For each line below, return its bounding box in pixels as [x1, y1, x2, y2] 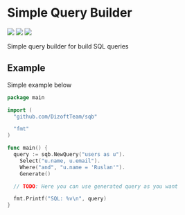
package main [7, 94, 45, 101]
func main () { [7, 144, 49, 152]
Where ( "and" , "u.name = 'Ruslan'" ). [19, 164, 126, 171]
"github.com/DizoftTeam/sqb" [13, 113, 98, 120]
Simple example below [7, 80, 72, 89]
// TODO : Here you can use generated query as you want [13, 182, 178, 190]
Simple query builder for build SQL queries [7, 42, 129, 50]
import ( [7, 106, 33, 114]
